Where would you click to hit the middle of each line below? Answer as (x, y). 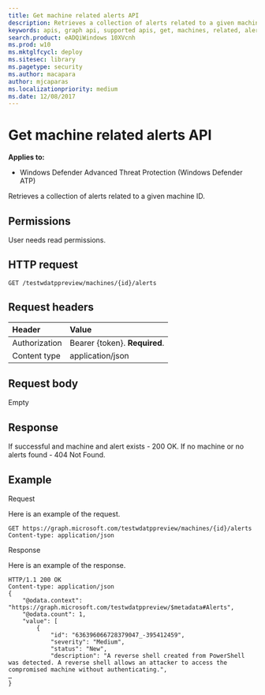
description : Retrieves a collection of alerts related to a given (121, 23)
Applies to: (26, 157)
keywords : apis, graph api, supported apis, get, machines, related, (125, 30)
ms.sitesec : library (42, 60)
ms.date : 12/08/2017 (42, 96)
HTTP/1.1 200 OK (35, 580)
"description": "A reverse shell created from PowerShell (147, 656)
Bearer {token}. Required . (117, 343)
